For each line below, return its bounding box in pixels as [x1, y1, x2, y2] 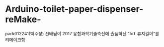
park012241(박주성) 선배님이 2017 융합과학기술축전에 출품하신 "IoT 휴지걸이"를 [5, 30, 160, 36]
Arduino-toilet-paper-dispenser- [5, 3, 144, 15]
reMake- [5, 14, 41, 25]
